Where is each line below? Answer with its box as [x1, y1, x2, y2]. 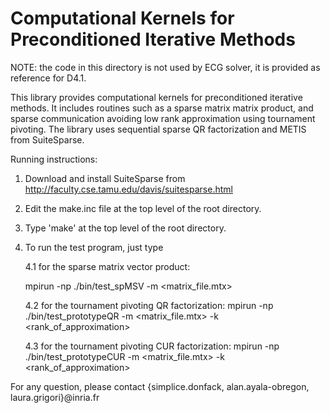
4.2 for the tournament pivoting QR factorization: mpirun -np [24, 299, 274, 311]
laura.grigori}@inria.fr [10, 391, 100, 403]
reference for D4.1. [10, 72, 87, 84]
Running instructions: [10, 153, 98, 165]
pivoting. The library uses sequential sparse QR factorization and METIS [10, 123, 307, 135]
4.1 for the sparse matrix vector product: [24, 260, 191, 272]
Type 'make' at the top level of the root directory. [24, 222, 227, 234]
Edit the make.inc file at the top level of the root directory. [24, 202, 262, 214]
